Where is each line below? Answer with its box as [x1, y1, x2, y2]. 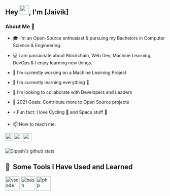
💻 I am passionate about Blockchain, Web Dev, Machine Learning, [12, 52, 152, 58]
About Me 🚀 [5, 23, 35, 30]
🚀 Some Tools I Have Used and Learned [5, 163, 133, 171]
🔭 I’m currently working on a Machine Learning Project [12, 69, 127, 75]
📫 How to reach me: [12, 121, 56, 127]
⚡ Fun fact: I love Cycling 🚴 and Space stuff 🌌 [12, 109, 108, 115]
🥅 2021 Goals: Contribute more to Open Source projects [12, 99, 129, 105]
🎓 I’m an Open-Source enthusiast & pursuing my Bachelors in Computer [12, 35, 165, 41]
